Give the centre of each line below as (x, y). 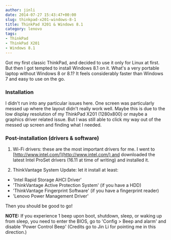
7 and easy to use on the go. (35, 79)
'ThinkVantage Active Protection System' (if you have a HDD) (77, 185)
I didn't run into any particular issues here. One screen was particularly (80, 103)
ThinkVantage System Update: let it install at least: (65, 170)
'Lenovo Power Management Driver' (51, 196)
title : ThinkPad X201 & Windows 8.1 (44, 24)
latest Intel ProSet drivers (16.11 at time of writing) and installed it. (81, 160)
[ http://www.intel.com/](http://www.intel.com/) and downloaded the (84, 155)
